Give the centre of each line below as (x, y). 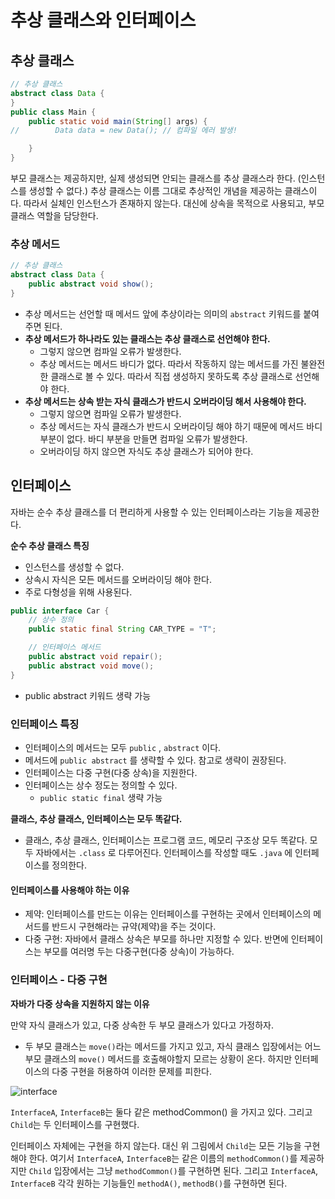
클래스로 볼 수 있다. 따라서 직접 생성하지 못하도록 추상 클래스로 (171, 376)
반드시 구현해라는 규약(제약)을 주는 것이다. (134, 927)
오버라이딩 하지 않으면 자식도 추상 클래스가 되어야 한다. (146, 451)
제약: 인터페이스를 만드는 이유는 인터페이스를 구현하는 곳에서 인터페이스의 (168, 914)
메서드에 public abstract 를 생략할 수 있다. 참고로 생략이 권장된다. (155, 760)
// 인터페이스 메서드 (65, 647)
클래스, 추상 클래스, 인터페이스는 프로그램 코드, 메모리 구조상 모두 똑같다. (166, 840)
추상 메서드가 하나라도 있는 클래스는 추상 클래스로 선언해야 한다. (147, 338)
